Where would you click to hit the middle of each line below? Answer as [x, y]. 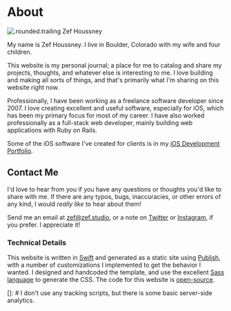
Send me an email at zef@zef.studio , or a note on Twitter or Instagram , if [110, 217]
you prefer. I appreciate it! [44, 225]
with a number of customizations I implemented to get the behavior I [104, 265]
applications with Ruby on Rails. [52, 130]
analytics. [21, 301]
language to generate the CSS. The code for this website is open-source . [111, 280]
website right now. [33, 87]
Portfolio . [20, 151]
